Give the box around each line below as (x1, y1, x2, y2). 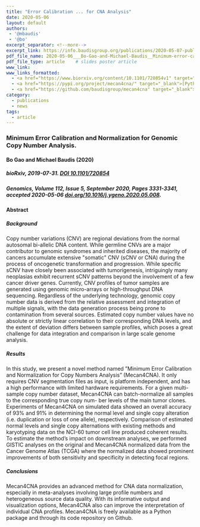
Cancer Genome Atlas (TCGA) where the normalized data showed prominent (6, 448, 194, 455)
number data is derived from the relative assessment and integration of (6, 298, 180, 306)
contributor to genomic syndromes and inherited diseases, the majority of (6, 248, 187, 255)
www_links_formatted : (6, 70, 60, 76)
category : (6, 92, 31, 98)
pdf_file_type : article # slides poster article (6, 58, 137, 64)
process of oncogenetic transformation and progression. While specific (6, 260, 182, 267)
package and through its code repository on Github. (6, 514, 133, 522)
